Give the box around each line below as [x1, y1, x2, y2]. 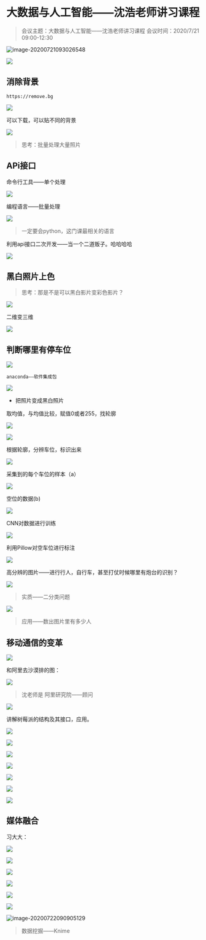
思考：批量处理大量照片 [21, 141, 81, 148]
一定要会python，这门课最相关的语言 [21, 227, 115, 234]
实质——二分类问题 [21, 593, 71, 601]
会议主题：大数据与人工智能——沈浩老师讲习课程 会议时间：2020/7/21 [21, 27, 199, 34]
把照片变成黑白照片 [15, 397, 64, 404]
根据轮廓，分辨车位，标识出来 [6, 446, 82, 453]
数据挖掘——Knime [21, 927, 71, 934]
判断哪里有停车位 [6, 344, 71, 355]
